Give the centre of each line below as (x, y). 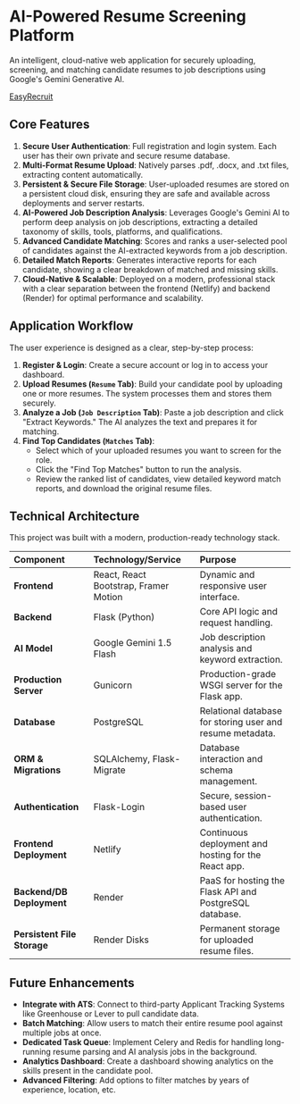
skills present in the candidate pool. (87, 1071)
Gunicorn (112, 685)
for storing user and (241, 723)
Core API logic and (239, 612)
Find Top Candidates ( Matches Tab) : (88, 440)
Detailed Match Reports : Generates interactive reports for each (139, 260)
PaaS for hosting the (242, 881)
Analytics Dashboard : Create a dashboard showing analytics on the (148, 1061)
